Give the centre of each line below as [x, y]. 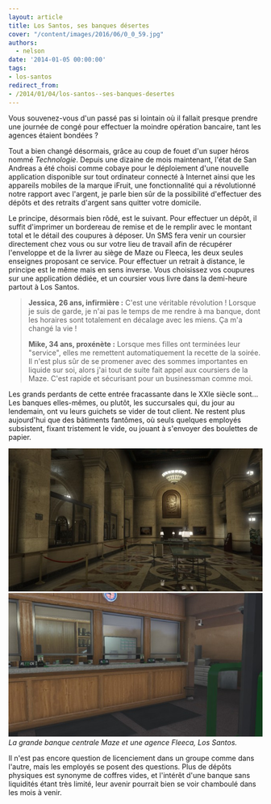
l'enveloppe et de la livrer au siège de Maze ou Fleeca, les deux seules [126, 252]
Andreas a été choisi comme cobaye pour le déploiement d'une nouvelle [129, 168]
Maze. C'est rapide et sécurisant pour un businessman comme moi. [140, 378]
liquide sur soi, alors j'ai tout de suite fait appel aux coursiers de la [138, 370]
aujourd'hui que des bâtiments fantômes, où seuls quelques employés [125, 420]
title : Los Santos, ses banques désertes [79, 25]
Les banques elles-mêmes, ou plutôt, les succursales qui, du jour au [122, 402]
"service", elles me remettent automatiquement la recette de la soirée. [144, 353]
